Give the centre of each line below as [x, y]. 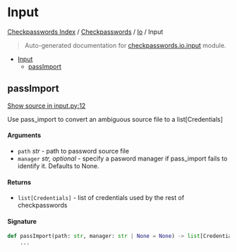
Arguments [24, 135]
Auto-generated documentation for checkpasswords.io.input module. [125, 45]
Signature [22, 221]
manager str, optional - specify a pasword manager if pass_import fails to [122, 158]
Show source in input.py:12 [47, 106]
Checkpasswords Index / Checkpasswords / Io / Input [85, 32]
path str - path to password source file [73, 151]
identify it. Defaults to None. [59, 165]
